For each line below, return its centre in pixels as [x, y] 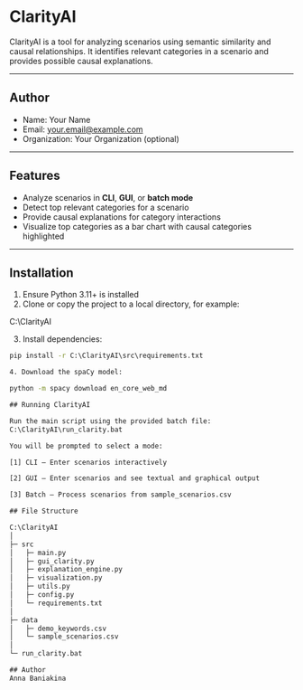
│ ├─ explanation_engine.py [66, 570]
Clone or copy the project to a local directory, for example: [131, 304]
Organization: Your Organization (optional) [101, 138]
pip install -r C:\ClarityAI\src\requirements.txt [106, 356]
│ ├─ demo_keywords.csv [58, 629]
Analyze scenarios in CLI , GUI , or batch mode [108, 197]
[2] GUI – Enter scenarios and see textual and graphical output [134, 478]
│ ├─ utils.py [40, 586]
